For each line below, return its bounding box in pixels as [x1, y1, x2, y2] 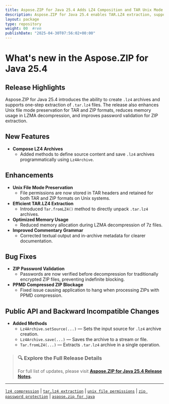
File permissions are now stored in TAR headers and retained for [20, 190, 153, 196]
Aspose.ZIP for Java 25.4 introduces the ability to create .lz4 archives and [5, 97, 160, 102]
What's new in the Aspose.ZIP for [5, 52, 148, 64]
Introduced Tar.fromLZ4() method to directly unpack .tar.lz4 [20, 206, 148, 212]
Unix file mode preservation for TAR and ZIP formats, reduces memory [5, 107, 151, 113]
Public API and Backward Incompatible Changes [5, 307, 159, 315]
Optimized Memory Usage [12, 216, 69, 222]
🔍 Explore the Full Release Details [17, 355, 102, 362]
